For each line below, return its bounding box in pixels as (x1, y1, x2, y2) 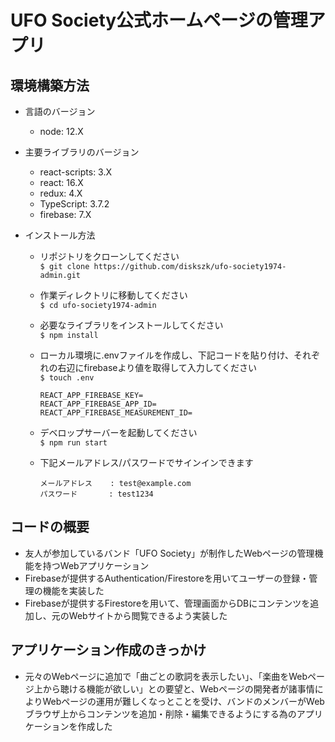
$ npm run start (39, 438, 108, 448)
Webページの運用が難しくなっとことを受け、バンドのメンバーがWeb (42, 695, 325, 707)
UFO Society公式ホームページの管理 (10, 9, 308, 32)
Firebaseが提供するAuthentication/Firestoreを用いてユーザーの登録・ (24, 572, 310, 584)
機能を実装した (42, 584, 105, 596)
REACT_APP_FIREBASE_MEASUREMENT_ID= (39, 408, 193, 418)
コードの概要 (10, 519, 90, 536)
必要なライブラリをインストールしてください (39, 319, 224, 331)
